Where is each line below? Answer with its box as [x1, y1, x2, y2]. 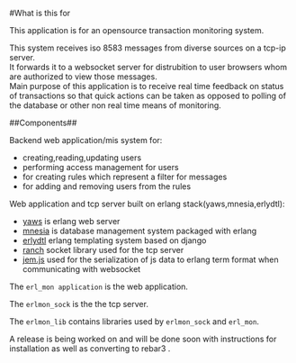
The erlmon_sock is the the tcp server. [9, 299, 148, 309]
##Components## [9, 117, 77, 128]
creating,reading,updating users [22, 152, 142, 163]
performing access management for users [22, 162, 179, 172]
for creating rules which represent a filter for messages [22, 171, 228, 182]
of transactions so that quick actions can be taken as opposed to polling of [9, 90, 286, 101]
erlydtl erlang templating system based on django [22, 235, 207, 246]
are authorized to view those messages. [9, 71, 157, 82]
